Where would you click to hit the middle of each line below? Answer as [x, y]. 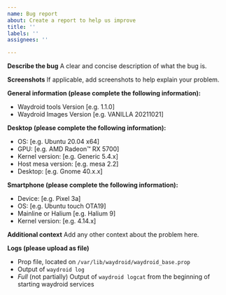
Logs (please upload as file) [48, 248]
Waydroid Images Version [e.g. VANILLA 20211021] [91, 114]
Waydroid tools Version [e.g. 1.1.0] [66, 107]
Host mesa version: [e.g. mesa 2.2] [68, 164]
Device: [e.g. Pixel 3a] [49, 199]
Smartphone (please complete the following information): [93, 185]
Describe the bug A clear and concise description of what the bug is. [107, 66]
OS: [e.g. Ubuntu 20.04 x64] [58, 142]
